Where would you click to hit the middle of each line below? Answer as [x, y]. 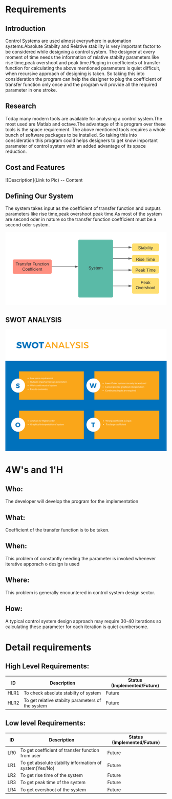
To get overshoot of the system [53, 789]
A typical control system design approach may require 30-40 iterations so [83, 621]
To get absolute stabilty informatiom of [61, 762]
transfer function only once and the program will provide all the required [81, 84]
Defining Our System [39, 196]
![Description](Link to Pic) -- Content [44, 180]
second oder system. [28, 225]
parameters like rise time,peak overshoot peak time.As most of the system [84, 214]
